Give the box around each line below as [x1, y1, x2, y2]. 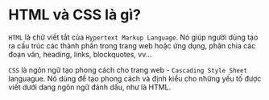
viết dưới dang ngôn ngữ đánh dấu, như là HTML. [8, 82, 172, 92]
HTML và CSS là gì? [8, 6, 141, 24]
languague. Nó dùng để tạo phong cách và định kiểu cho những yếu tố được [8, 73, 262, 83]
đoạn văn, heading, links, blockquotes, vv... [8, 49, 152, 59]
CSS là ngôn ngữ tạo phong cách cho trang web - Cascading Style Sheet [8, 65, 248, 74]
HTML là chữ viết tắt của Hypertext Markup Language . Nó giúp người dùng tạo [8, 32, 259, 42]
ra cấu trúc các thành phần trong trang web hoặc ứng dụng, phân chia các [8, 40, 256, 50]
